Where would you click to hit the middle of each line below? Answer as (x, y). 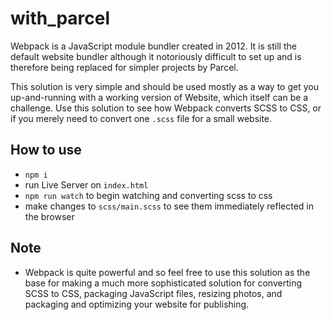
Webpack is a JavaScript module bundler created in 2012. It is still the (153, 46)
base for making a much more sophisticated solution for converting (163, 283)
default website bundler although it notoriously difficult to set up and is (156, 56)
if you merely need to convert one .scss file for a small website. (141, 118)
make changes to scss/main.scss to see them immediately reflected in (169, 206)
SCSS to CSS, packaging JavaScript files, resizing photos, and (153, 293)
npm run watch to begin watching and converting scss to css (148, 195)
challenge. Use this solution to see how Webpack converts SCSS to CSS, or (166, 108)
